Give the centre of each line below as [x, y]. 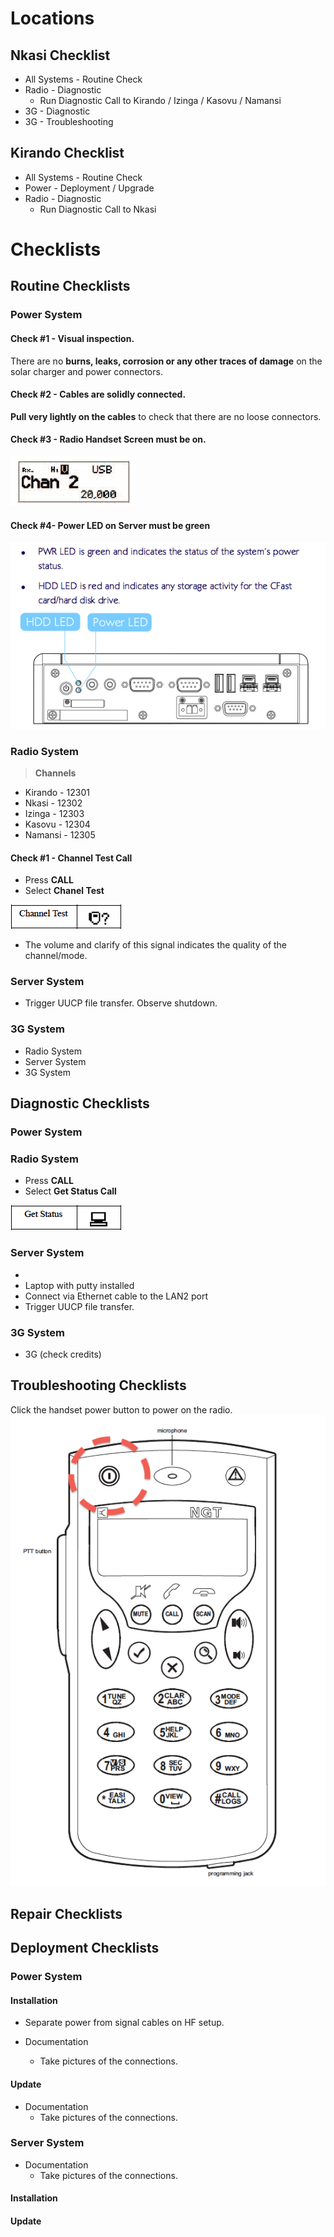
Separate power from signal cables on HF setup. [124, 2023]
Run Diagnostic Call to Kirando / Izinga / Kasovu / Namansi [160, 100]
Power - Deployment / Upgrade [89, 188]
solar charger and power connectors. [86, 371]
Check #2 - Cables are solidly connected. [98, 394]
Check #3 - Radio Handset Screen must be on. [108, 439]
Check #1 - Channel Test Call [71, 858]
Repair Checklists [66, 1913]
